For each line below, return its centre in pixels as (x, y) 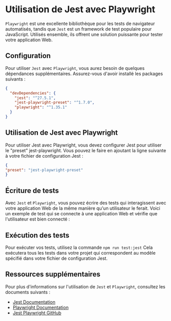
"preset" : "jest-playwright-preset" (44, 170)
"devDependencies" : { (33, 93)
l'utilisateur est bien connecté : (38, 219)
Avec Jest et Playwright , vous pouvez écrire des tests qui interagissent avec (86, 203)
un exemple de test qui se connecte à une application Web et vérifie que (81, 214)
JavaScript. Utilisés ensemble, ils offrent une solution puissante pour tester (84, 34)
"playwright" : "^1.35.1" (41, 107)
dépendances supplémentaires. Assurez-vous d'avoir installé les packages (84, 73)
